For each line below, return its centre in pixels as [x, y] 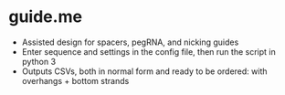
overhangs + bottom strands [75, 80]
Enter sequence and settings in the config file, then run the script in [148, 51]
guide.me [46, 17]
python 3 [39, 61]
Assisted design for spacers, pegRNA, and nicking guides [130, 42]
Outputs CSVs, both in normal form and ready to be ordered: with [144, 71]
